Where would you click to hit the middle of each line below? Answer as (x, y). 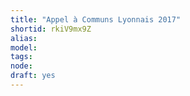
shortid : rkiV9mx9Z (51, 29)
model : (24, 47)
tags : (21, 57)
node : (21, 66)
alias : (24, 38)
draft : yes (33, 76)
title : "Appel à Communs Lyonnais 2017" (96, 19)
